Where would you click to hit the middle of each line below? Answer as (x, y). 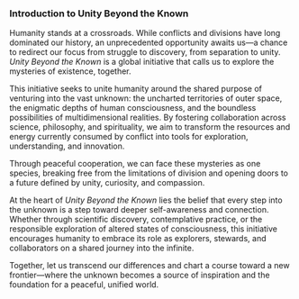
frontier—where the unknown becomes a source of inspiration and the (140, 275)
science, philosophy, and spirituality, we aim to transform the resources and (150, 127)
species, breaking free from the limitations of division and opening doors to (149, 173)
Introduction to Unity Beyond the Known (99, 14)
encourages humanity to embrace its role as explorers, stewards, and (138, 239)
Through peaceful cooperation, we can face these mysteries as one (135, 164)
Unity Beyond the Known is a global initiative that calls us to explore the (142, 62)
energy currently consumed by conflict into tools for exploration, (129, 137)
